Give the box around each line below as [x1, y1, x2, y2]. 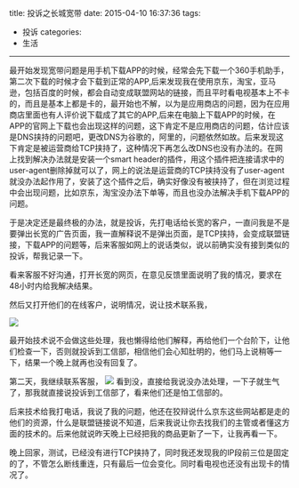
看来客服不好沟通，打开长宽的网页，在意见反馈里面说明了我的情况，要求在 [9, 269, 282, 280]
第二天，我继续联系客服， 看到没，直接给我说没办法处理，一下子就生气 [9, 376, 280, 387]
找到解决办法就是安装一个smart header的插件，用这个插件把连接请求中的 [16, 154, 285, 164]
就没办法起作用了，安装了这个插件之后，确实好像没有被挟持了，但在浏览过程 [9, 176, 290, 187]
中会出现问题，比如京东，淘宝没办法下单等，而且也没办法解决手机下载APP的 [9, 188, 290, 197]
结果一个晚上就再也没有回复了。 [24, 357, 142, 367]
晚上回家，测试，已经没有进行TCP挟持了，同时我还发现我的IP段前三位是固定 [9, 447, 289, 458]
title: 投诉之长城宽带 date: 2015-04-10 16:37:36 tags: [9, 8, 201, 18]
